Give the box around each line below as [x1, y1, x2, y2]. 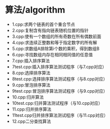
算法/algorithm [5, 4, 65, 16]
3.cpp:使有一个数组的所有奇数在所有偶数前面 [12, 33, 102, 39]
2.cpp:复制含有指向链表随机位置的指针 [12, 27, 89, 33]
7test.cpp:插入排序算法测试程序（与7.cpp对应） [12, 64, 107, 69]
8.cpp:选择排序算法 [12, 70, 51, 76]
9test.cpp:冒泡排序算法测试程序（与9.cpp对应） [12, 88, 108, 94]
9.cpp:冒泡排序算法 [12, 82, 51, 88]
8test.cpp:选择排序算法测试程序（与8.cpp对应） [12, 76, 108, 81]
